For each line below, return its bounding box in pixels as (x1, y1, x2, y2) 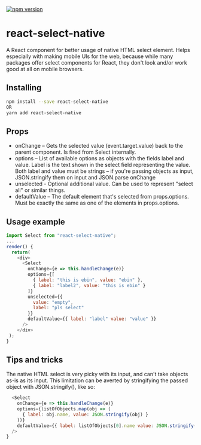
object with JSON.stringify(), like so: (6, 383, 96, 391)
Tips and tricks (6, 355, 63, 365)
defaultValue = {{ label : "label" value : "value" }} (28, 316, 157, 322)
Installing (6, 83, 42, 93)
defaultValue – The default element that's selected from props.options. (14, 193, 190, 200)
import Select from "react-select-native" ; (6, 233, 117, 239)
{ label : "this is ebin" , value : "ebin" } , (32, 277, 144, 283)
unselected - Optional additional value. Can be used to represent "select (14, 180, 193, 188)
